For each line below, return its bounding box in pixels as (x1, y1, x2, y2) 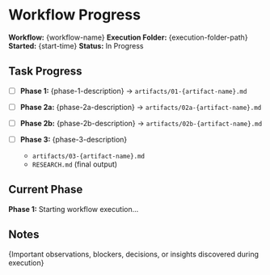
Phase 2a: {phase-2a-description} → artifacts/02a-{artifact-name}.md (19, 102, 262, 112)
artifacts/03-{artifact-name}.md (32, 152, 146, 160)
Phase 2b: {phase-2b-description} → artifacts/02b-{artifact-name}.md (19, 118, 263, 128)
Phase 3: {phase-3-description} (19, 134, 128, 144)
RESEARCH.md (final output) (32, 159, 118, 169)
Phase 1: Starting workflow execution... (8, 204, 139, 214)
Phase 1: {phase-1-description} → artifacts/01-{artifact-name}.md (19, 86, 247, 95)
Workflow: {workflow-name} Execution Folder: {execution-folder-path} (8, 32, 248, 42)
